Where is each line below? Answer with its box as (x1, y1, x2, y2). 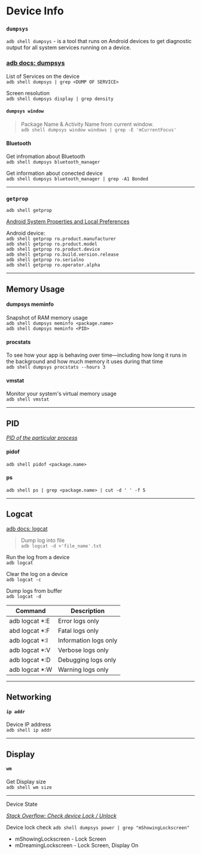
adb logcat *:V (9, 645, 51, 654)
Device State (6, 801, 38, 808)
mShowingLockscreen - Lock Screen (14, 835, 106, 842)
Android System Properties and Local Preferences (6, 218, 130, 225)
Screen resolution (6, 89, 50, 96)
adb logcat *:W (9, 665, 53, 674)
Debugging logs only (57, 656, 117, 664)
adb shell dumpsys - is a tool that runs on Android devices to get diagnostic (6, 38, 192, 45)
